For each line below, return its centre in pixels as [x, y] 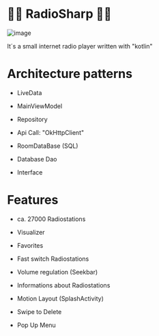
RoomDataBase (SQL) [47, 146]
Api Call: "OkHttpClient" [50, 132]
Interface [30, 172]
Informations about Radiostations [63, 285]
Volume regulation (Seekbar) [57, 272]
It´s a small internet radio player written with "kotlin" [80, 46]
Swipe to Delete [39, 311]
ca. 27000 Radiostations [51, 219]
